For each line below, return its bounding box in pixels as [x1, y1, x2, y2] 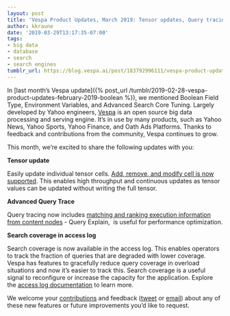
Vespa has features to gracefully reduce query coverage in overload [7, 259, 200, 267]
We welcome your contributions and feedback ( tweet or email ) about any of [7, 293, 221, 302]
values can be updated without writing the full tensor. [7, 184, 157, 192]
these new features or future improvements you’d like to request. [7, 301, 190, 309]
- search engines [7, 61, 57, 68]
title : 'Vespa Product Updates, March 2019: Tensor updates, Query [7, 16, 204, 23]
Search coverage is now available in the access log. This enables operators [7, 244, 220, 252]
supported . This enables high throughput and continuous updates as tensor [7, 176, 220, 185]
